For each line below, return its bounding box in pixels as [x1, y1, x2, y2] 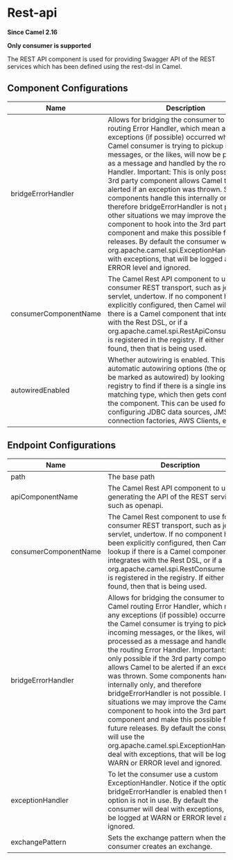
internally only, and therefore [107, 680, 202, 690]
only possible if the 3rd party [107, 653, 202, 663]
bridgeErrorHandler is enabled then [107, 786, 223, 796]
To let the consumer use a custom [107, 769, 218, 779]
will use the [107, 732, 145, 742]
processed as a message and [107, 636, 203, 646]
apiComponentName [10, 492, 78, 502]
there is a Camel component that [107, 308, 214, 318]
